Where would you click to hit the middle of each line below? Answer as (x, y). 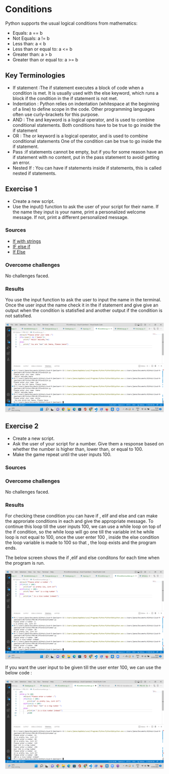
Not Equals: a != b (31, 38)
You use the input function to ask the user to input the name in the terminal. (83, 300)
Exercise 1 (21, 189)
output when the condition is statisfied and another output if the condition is (84, 311)
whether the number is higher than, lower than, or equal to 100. (78, 449)
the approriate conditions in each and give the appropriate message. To (79, 521)
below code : (19, 672)
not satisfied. (19, 316)
